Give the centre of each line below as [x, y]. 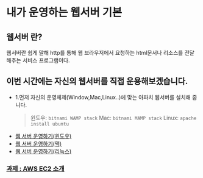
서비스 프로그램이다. [46, 60]
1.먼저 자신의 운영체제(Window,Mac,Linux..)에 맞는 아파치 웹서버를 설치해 [103, 97]
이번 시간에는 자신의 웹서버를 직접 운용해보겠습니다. [97, 81]
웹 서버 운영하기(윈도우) [43, 136]
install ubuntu [49, 124]
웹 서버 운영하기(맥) [38, 143]
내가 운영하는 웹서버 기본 [64, 12]
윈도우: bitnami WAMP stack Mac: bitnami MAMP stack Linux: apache [113, 118]
